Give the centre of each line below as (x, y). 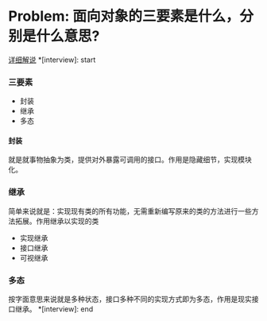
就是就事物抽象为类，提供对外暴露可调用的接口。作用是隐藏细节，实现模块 (130, 160)
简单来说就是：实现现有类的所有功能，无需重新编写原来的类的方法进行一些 (130, 211)
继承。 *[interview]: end (54, 309)
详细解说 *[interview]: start (52, 60)
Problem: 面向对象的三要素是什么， (124, 16)
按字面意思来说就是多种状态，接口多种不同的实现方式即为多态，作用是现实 (130, 300)
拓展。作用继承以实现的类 (57, 221)
